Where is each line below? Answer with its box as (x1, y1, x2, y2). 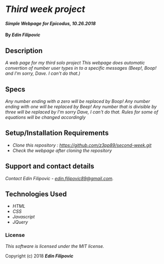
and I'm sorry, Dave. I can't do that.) (5, 70, 81, 76)
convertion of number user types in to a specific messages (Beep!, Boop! (5, 65, 157, 71)
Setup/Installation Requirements (5, 129, 109, 138)
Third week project (5, 4, 85, 15)
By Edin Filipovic (5, 32, 41, 38)
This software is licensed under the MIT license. (5, 243, 104, 249)
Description (5, 46, 43, 55)
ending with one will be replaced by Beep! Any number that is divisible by (5, 104, 157, 109)
